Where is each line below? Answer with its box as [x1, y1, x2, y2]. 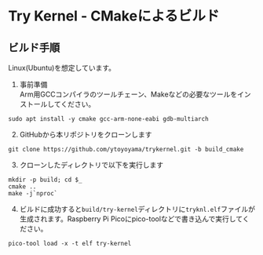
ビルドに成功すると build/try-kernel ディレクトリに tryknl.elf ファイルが [19, 205, 255, 213]
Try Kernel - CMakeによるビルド [8, 7, 220, 25]
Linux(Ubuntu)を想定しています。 [8, 64, 116, 72]
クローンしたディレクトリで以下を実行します [19, 160, 164, 169]
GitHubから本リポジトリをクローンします [19, 130, 152, 139]
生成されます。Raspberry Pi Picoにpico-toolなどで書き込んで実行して [19, 214, 243, 224]
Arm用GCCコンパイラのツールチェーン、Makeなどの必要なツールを [19, 89, 238, 99]
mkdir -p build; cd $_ [8, 176, 82, 184]
